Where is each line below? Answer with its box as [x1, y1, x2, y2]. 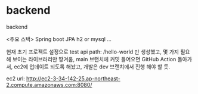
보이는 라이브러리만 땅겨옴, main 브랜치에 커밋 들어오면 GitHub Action [12, 55, 177, 62]
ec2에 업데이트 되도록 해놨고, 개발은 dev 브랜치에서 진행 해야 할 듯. [14, 63, 171, 70]
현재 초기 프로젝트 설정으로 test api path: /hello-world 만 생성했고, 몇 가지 [6, 48, 179, 55]
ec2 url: [6, 75, 25, 82]
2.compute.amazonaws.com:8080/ [6, 81, 92, 88]
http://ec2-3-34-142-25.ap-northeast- [26, 75, 120, 82]
